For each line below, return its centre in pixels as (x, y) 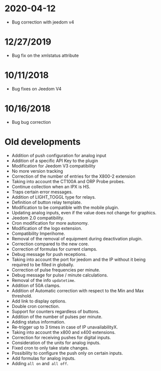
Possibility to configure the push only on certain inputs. (67, 353)
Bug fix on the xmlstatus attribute (45, 55)
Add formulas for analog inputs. (44, 358)
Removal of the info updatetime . (44, 280)
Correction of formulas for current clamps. (54, 249)
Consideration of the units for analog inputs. (56, 343)
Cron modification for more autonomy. (50, 223)
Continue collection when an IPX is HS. (51, 186)
